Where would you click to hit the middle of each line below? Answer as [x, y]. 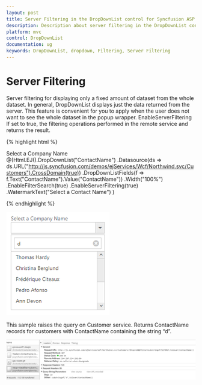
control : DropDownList [35, 38]
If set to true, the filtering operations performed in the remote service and [97, 124]
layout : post [23, 13]
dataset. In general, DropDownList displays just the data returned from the [98, 104]
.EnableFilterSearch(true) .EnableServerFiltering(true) [72, 185]
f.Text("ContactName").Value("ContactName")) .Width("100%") [85, 179]
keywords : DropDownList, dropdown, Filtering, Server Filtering [88, 51]
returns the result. [29, 130]
